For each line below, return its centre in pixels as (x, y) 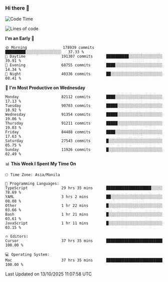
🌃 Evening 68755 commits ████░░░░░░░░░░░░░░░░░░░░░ (84, 65)
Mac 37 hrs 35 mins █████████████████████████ (84, 260)
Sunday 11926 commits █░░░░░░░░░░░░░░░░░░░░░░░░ (84, 150)
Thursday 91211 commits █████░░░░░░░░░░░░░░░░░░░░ (84, 123)
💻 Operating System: (28, 255)
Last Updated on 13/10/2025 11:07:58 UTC (48, 274)
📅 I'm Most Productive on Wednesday (45, 88)
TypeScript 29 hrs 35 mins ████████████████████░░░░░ (84, 188)
